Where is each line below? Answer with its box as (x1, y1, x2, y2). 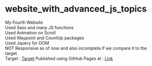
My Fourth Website (5, 19, 43, 25)
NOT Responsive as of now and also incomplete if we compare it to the (5, 45, 147, 51)
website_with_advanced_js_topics (5, 3, 147, 15)
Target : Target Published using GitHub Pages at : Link (5, 55, 113, 61)
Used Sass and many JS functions (5, 24, 74, 30)
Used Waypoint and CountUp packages (5, 35, 84, 41)
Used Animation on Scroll (5, 30, 56, 35)
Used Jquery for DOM (5, 40, 50, 46)
